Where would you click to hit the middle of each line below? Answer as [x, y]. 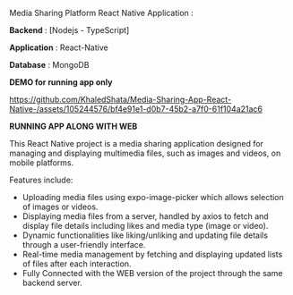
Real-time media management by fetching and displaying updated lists [152, 254]
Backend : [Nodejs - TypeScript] [69, 30]
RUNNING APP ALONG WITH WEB [73, 126]
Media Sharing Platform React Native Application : [102, 13]
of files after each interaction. [77, 264]
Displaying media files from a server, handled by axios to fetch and [145, 216]
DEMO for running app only [61, 82]
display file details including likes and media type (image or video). [145, 226]
